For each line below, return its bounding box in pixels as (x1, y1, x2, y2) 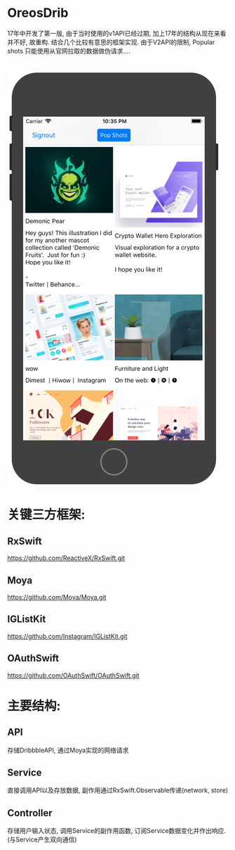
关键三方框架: (7, 507, 86, 523)
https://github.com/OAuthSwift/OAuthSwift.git (7, 671, 140, 680)
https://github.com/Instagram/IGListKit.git (7, 632, 128, 640)
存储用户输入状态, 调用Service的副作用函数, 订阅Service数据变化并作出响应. (7, 827, 227, 835)
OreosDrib (7, 5, 69, 21)
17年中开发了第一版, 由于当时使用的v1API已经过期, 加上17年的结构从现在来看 (7, 29, 227, 37)
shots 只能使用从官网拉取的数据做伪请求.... (7, 46, 130, 55)
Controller (7, 807, 53, 819)
